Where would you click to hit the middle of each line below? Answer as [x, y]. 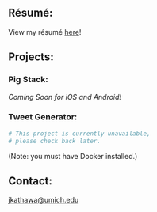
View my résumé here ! [45, 32]
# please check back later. [55, 141]
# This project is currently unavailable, [79, 134]
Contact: [31, 181]
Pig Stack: [29, 80]
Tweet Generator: [43, 117]
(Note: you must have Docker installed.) [73, 156]
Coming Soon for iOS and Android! [65, 97]
